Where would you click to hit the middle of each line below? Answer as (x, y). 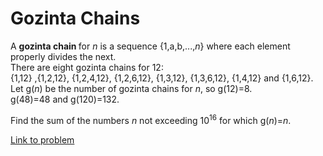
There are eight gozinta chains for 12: (87, 67)
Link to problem (42, 139)
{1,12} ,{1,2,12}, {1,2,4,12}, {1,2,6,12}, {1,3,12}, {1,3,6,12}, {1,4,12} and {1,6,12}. (162, 78)
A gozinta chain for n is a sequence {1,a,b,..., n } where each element (150, 46)
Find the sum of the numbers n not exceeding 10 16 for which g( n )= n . (151, 119)
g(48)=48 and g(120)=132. (65, 99)
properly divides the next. (63, 56)
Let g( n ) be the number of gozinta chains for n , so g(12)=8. (131, 88)
